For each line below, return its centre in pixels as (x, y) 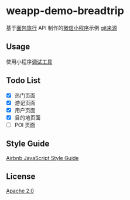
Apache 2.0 (20, 191)
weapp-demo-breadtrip (65, 11)
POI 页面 (25, 125)
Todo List (23, 81)
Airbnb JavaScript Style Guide (42, 158)
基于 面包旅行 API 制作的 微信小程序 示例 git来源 (61, 28)
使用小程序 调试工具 (29, 61)
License (21, 177)
